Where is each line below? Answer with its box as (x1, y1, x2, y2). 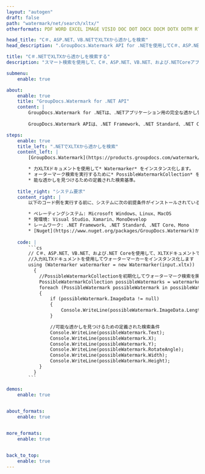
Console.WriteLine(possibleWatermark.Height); (49, 358, 171, 364)
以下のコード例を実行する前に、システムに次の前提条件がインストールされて (28, 199, 192, 206)
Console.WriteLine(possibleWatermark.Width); (49, 352, 168, 359)
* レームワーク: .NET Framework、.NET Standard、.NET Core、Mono (28, 222, 189, 228)
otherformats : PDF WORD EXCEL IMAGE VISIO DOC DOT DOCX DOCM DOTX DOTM (6, 26, 192, 32)
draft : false (6, 15, 40, 21)
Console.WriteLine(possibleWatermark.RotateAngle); (49, 347, 184, 353)
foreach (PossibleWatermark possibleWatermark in (38, 284, 168, 290)
